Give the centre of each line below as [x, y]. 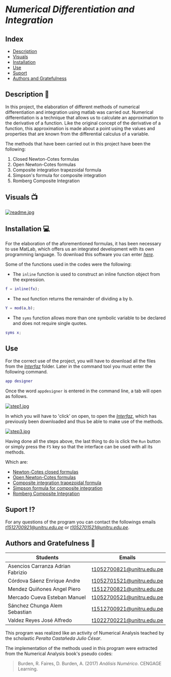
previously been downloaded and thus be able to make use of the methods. [84, 421]
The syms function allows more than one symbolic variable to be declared [89, 318]
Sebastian [20, 612]
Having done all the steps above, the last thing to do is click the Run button [83, 441]
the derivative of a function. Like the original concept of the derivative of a [83, 123]
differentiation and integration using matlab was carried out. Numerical [79, 112]
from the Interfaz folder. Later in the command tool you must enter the [79, 366]
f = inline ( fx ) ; [22, 289]
